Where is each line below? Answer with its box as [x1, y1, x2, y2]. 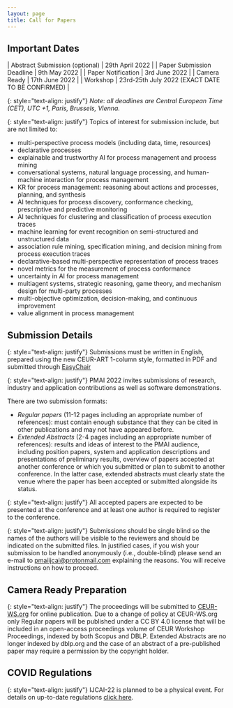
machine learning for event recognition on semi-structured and [17, 227, 199, 236]
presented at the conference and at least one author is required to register [7, 506, 221, 514]
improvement [17, 301, 56, 310]
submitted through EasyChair [7, 363, 91, 371]
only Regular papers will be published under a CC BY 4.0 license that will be [7, 617, 225, 625]
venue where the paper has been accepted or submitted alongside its [17, 477, 218, 485]
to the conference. [7, 513, 61, 522]
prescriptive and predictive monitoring [17, 205, 128, 213]
